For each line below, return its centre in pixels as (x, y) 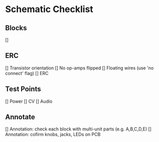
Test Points (23, 89)
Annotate (20, 117)
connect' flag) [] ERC (27, 73)
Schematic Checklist (49, 9)
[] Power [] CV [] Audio (29, 101)
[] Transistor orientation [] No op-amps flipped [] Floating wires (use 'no (79, 68)
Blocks (16, 28)
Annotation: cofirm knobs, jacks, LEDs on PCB (53, 134)
